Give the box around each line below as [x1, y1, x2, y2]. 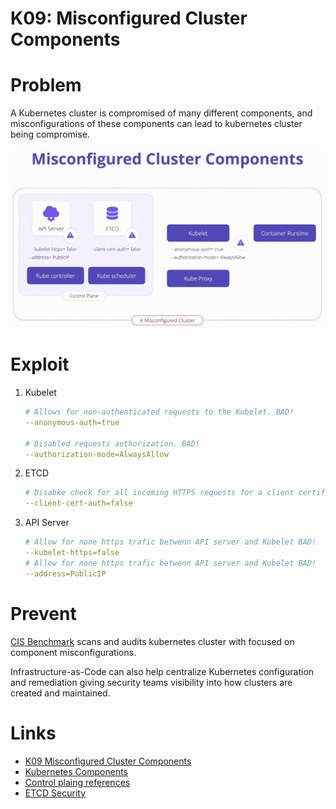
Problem [10, 74, 82, 97]
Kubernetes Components [24, 765, 128, 777]
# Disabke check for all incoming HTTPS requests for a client [24, 488, 295, 498]
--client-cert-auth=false [24, 498, 133, 509]
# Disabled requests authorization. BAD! [24, 438, 200, 449]
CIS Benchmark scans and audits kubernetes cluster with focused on [10, 635, 295, 647]
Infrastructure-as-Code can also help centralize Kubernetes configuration [10, 665, 315, 677]
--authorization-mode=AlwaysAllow [24, 449, 169, 459]
